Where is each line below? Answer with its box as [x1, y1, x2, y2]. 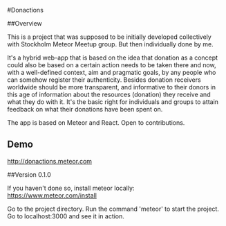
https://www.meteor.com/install [7, 191, 97, 200]
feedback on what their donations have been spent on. [7, 105, 163, 113]
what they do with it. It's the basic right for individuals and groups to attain [7, 98, 219, 106]
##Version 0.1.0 [7, 170, 52, 179]
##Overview [7, 19, 43, 27]
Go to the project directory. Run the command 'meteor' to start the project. [7, 205, 220, 213]
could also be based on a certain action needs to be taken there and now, [7, 61, 216, 69]
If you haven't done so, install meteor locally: [7, 184, 135, 192]
